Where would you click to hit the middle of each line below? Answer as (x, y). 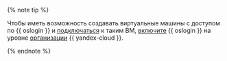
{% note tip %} (28, 10)
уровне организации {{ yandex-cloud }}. (65, 38)
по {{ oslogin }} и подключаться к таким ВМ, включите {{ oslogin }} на (109, 30)
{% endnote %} (29, 51)
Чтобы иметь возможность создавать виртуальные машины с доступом (114, 23)
